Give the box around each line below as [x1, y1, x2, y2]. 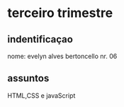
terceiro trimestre [7, 5, 113, 21]
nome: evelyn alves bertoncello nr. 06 [7, 52, 118, 60]
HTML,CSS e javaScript [7, 91, 76, 100]
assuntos [7, 72, 50, 84]
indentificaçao [7, 33, 73, 45]
